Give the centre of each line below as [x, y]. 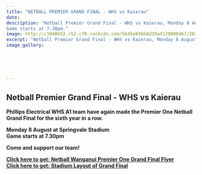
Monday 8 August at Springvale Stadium [58, 130]
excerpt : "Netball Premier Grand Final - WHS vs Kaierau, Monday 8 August [102, 40]
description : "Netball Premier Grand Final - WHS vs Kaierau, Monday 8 [98, 23]
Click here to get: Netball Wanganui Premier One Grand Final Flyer [90, 159]
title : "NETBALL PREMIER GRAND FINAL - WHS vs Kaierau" [78, 12]
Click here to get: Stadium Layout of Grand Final [67, 166]
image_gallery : [25, 46]
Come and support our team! [43, 148]
